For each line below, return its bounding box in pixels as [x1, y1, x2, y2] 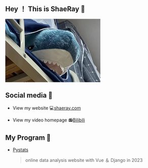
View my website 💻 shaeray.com [12, 105, 81, 111]
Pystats [12, 147, 29, 153]
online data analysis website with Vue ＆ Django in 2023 [25, 157, 143, 163]
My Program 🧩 [5, 134, 51, 142]
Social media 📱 [5, 91, 53, 100]
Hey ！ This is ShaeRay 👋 [5, 5, 85, 14]
